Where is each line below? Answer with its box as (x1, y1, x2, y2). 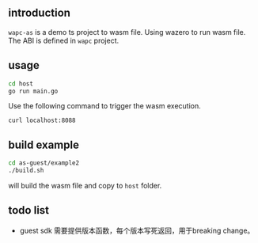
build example (8, 138, 79, 151)
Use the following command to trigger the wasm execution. (8, 101, 202, 111)
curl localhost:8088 (8, 116, 77, 125)
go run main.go (8, 87, 59, 95)
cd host (8, 79, 34, 88)
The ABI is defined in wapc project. (8, 36, 120, 45)
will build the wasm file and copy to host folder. (8, 180, 162, 190)
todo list (8, 203, 50, 217)
